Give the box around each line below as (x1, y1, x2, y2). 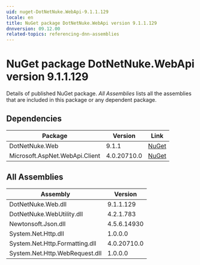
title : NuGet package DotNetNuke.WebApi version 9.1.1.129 (6, 20, 157, 26)
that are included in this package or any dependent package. (6, 96, 157, 104)
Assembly (40, 190, 70, 198)
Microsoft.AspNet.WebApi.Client (9, 151, 100, 160)
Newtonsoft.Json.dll (9, 219, 66, 228)
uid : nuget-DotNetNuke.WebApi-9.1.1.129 (6, 8, 109, 15)
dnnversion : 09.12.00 (6, 25, 61, 32)
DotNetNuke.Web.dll (9, 200, 67, 208)
